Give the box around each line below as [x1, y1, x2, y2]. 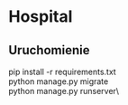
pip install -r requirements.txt [8, 66, 116, 77]
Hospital [8, 6, 73, 27]
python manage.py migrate [8, 76, 109, 87]
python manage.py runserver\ [8, 86, 119, 96]
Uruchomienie [8, 43, 90, 58]
